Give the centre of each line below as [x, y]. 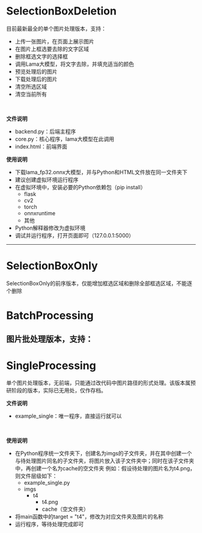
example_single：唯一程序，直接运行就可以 [68, 416]
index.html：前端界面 [41, 147]
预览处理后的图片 [36, 71]
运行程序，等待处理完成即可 [49, 524]
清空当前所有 [31, 94]
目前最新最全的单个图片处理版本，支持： [56, 28]
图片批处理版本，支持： [50, 339]
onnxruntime [40, 213]
